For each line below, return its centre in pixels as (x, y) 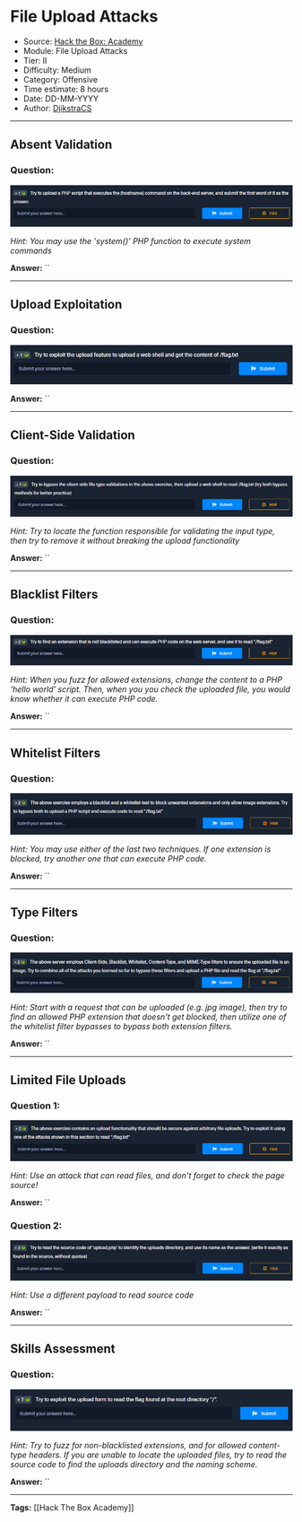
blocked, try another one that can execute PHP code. (108, 858)
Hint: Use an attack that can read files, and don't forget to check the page (147, 1176)
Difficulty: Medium (57, 70)
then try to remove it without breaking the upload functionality (125, 540)
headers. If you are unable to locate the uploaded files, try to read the (158, 1455)
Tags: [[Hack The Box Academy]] (72, 1508)
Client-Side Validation (73, 436)
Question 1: (35, 1106)
